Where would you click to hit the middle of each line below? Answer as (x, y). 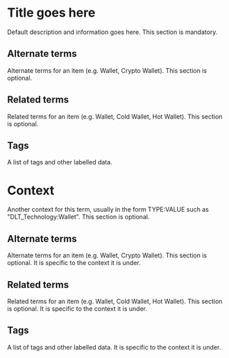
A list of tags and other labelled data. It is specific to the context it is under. (114, 347)
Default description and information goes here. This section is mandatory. (112, 32)
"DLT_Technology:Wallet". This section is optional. (78, 217)
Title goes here (51, 13)
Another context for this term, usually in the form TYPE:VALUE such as (108, 210)
